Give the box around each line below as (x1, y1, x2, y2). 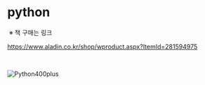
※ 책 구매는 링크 (8, 28, 53, 37)
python (7, 4, 51, 20)
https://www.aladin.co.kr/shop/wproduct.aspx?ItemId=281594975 (7, 42, 198, 51)
